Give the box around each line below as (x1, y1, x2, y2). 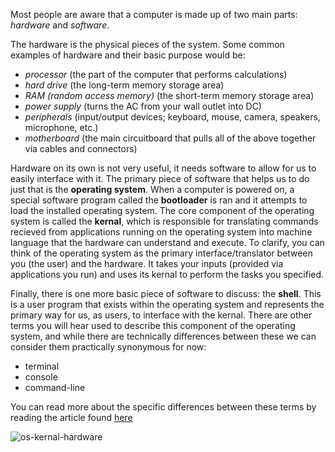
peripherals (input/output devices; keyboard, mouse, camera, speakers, (24, 111, 321, 123)
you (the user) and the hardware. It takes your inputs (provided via (10, 258, 284, 269)
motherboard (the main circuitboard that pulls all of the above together (24, 132, 317, 144)
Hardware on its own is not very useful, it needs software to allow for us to (10, 162, 317, 174)
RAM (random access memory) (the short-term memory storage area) (24, 90, 315, 101)
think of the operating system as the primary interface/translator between (10, 247, 313, 259)
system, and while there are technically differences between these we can (10, 330, 317, 342)
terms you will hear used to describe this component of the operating (10, 320, 296, 331)
